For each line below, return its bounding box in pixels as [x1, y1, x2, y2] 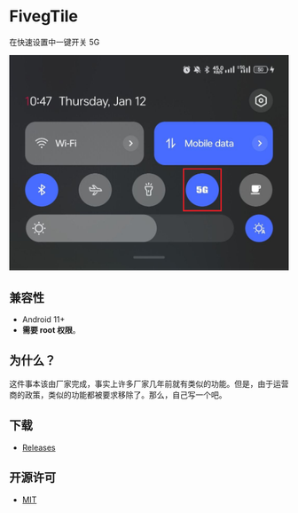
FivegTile [9, 6, 78, 27]
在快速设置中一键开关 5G [9, 36, 100, 47]
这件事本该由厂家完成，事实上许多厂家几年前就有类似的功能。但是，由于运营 [9, 378, 289, 389]
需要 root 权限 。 [21, 325, 82, 335]
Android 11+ [21, 314, 66, 325]
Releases [21, 442, 56, 453]
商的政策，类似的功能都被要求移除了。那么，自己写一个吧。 [9, 389, 227, 400]
